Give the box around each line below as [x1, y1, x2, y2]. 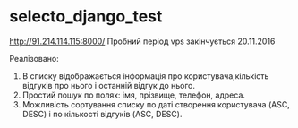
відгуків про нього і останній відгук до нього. [21, 80, 195, 90]
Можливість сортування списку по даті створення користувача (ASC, [21, 98, 291, 109]
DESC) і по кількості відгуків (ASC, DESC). [21, 108, 183, 119]
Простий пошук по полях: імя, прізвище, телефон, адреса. [21, 90, 246, 100]
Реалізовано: [9, 53, 60, 64]
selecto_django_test [9, 6, 163, 27]
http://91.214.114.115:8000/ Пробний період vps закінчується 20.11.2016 [9, 36, 276, 47]
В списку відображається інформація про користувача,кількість [21, 70, 269, 81]
